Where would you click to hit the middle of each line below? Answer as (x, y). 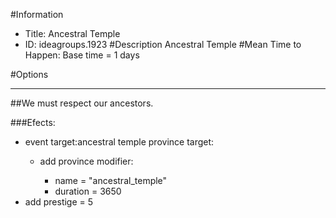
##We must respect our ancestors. (82, 103)
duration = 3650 (88, 191)
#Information (37, 14)
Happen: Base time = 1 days (82, 55)
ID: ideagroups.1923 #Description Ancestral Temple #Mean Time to (163, 44)
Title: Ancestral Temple (72, 33)
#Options (29, 74)
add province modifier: (86, 161)
